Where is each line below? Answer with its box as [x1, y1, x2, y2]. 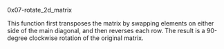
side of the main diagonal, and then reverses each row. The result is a [7, 27, 205, 35]
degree [7, 34, 28, 42]
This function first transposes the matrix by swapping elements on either [7, 19, 214, 27]
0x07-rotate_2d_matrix [7, 6, 73, 14]
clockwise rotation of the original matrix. [28, 34, 144, 42]
